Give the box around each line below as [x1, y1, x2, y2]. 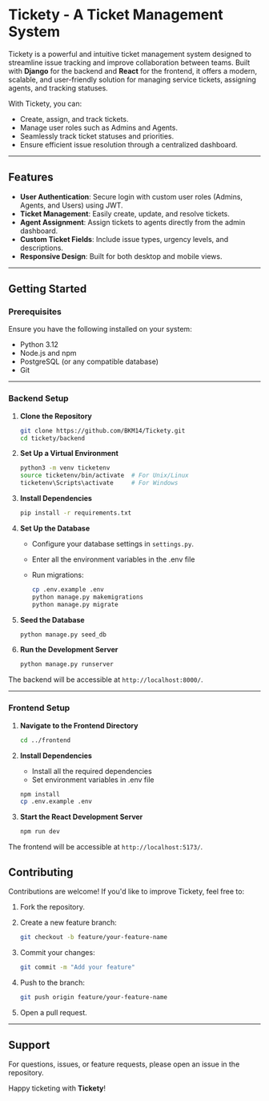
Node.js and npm [19, 349, 77, 358]
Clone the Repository [19, 411, 92, 421]
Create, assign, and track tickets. [19, 114, 129, 123]
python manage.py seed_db [19, 631, 106, 639]
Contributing [8, 865, 74, 879]
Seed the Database [19, 615, 86, 624]
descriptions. [19, 243, 64, 252]
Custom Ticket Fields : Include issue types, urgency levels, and [19, 234, 229, 244]
